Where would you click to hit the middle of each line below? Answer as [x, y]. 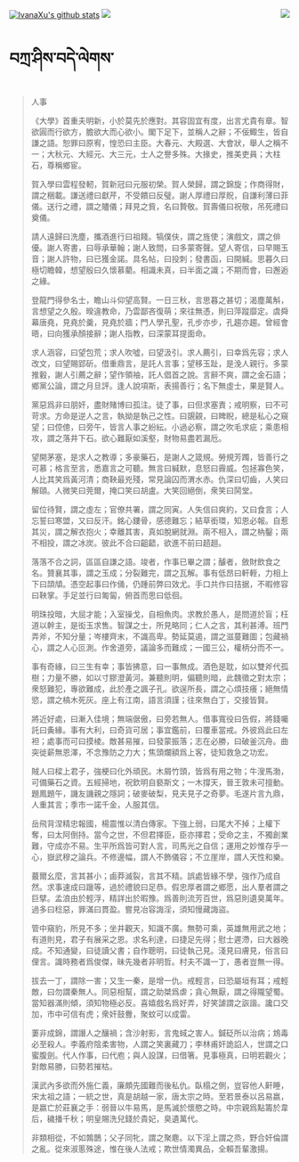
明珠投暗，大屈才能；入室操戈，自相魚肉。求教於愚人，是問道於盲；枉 [160, 614]
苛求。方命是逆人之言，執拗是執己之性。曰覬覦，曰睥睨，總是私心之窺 [160, 415]
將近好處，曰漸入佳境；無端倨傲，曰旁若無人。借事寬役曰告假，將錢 [156, 718]
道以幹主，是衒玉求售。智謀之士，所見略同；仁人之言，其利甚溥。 [152, 625]
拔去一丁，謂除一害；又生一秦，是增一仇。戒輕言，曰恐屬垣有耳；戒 [156, 980]
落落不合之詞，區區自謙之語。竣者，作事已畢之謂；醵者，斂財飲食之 [156, 561]
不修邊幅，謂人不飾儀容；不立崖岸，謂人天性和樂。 [195, 856]
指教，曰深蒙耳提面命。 [167, 333]
